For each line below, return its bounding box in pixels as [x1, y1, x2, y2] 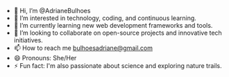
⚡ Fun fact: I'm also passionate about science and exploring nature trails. [13, 62, 222, 69]
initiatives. [13, 36, 43, 44]
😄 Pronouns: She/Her [13, 54, 77, 62]
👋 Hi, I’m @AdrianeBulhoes [13, 7, 91, 15]
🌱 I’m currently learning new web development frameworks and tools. [13, 22, 213, 29]
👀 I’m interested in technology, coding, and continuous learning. [13, 14, 196, 22]
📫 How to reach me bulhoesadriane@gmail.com [13, 44, 153, 52]
